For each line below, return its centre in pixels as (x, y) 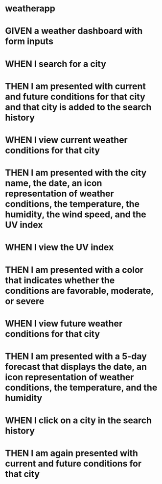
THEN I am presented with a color (74, 270)
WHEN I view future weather (64, 323)
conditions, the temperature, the (72, 204)
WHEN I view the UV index (59, 247)
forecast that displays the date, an (76, 367)
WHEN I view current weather (67, 140)
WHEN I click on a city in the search (79, 420)
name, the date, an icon (54, 183)
